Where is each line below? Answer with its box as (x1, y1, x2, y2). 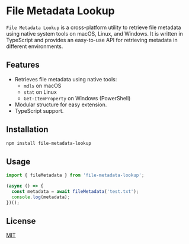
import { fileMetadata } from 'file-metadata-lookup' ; (6, 172, 145, 179)
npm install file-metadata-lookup (6, 140, 92, 146)
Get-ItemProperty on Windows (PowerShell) (23, 94, 131, 102)
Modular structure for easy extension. (14, 101, 107, 108)
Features (6, 60, 40, 70)
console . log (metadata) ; (11, 194, 70, 200)
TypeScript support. (14, 107, 64, 114)
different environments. (6, 43, 63, 50)
